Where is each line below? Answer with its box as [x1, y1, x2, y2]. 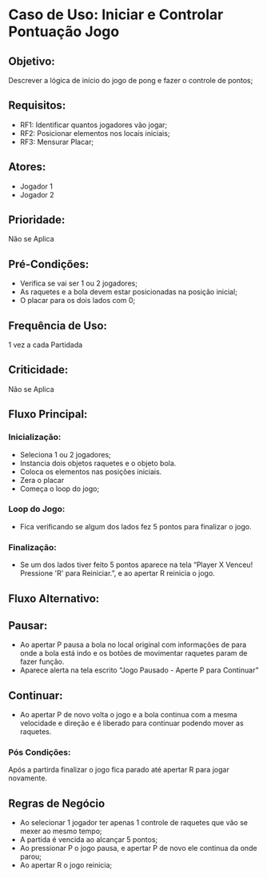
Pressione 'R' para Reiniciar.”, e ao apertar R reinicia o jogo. [19, 569, 216, 578]
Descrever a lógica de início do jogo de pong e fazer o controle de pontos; [8, 76, 253, 85]
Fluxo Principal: [8, 408, 88, 421]
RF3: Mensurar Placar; [19, 137, 94, 146]
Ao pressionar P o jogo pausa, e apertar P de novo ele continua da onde [19, 844, 257, 853]
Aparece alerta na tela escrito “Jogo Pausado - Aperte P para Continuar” [19, 665, 259, 675]
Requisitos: [8, 98, 66, 113]
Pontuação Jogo [8, 22, 120, 41]
